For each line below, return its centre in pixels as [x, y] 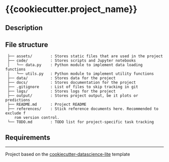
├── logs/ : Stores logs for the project [61, 91]
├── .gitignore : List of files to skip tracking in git [73, 87]
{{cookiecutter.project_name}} [71, 9]
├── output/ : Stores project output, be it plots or [73, 96]
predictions [18, 100]
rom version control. [37, 118]
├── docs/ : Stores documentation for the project [72, 83]
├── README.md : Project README [47, 105]
